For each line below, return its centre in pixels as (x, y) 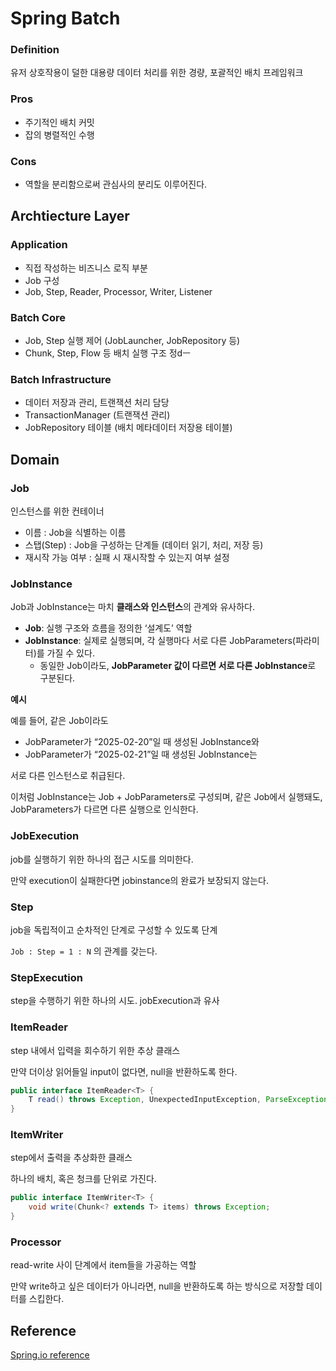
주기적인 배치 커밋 (59, 122)
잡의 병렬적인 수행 (59, 134)
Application (39, 245)
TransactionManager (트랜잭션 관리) (97, 415)
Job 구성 (42, 280)
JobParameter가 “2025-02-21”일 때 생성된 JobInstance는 (141, 754)
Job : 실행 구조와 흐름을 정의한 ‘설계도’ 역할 (108, 628)
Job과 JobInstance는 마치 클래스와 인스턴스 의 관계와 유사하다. (132, 607)
